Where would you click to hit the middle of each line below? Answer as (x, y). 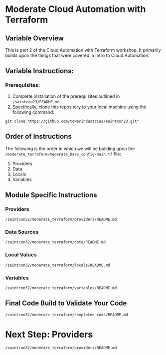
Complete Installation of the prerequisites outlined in (66, 96)
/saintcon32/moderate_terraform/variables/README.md (61, 288)
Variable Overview (34, 38)
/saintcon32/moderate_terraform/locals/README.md (58, 265)
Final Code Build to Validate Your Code (66, 303)
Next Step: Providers (49, 335)
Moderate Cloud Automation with (76, 9)
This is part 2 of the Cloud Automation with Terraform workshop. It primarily (83, 50)
